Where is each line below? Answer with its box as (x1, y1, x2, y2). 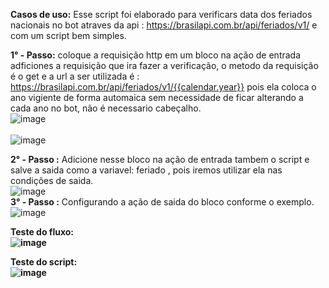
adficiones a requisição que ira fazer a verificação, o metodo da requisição (10, 60, 319, 71)
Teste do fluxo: (10, 226, 74, 238)
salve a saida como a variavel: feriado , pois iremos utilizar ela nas (10, 164, 283, 176)
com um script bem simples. (10, 30, 127, 41)
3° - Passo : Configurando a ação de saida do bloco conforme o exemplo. (10, 196, 315, 208)
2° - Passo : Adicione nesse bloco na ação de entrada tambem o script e (10, 154, 310, 165)
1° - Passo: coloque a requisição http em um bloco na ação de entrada (10, 49, 302, 61)
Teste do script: (10, 256, 78, 268)
